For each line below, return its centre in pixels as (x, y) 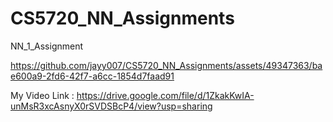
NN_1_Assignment (47, 46)
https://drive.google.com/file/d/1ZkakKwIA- (165, 95)
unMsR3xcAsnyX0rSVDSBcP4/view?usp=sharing (111, 106)
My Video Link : (42, 95)
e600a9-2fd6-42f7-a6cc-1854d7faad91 (92, 76)
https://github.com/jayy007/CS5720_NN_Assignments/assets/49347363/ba (166, 65)
